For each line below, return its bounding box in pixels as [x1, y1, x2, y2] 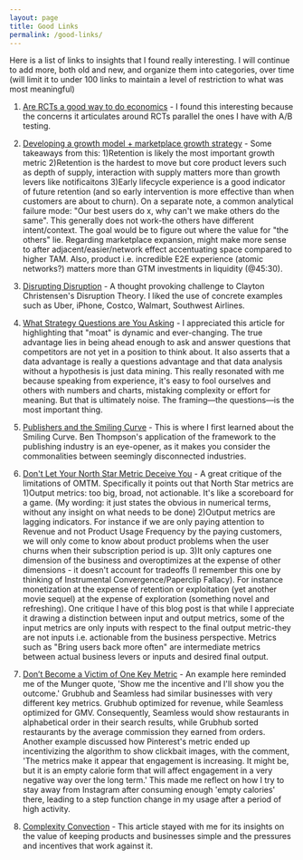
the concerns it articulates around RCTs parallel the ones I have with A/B [22, 111, 293, 122]
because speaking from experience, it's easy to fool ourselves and [22, 375, 271, 386]
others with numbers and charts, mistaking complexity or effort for [22, 385, 271, 396]
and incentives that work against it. [22, 840, 154, 852]
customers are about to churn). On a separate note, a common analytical [22, 196, 294, 207]
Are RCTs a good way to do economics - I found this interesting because [22, 101, 294, 112]
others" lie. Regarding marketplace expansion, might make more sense [22, 235, 287, 246]
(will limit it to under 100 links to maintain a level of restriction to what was [9, 74, 284, 85]
